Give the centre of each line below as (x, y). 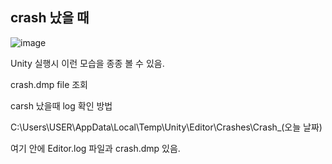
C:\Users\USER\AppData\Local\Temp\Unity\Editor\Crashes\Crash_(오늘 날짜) (166, 127)
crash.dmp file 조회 (49, 84)
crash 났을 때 (50, 18)
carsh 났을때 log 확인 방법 (61, 105)
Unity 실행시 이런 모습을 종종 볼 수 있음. (87, 63)
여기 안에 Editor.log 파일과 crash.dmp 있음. (95, 148)
